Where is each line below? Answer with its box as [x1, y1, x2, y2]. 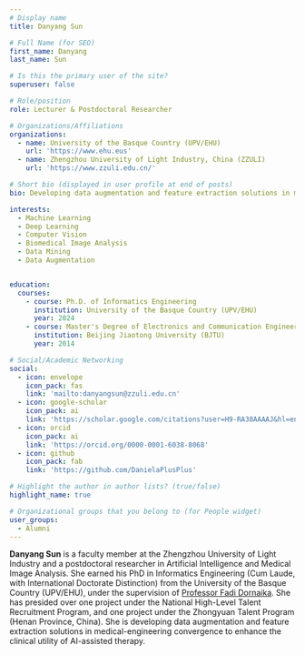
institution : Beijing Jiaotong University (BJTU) [33, 331, 225, 340]
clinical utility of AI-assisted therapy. [9, 636, 146, 647]
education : [9, 279, 51, 289]
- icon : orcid [17, 423, 71, 432]
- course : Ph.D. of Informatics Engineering [25, 297, 197, 306]
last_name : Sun [9, 55, 67, 65]
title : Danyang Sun [9, 22, 84, 31]
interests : [9, 205, 51, 214]
